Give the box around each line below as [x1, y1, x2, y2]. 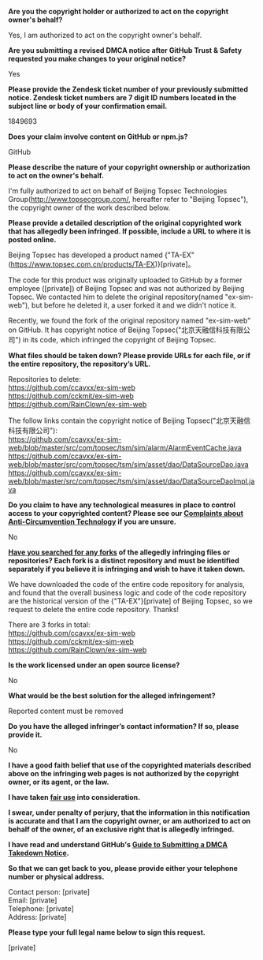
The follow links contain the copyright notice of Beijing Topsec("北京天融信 [8, 416, 251, 425]
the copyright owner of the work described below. [8, 203, 171, 212]
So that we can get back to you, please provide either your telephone [8, 864, 239, 872]
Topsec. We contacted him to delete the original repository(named [8, 292, 224, 301]
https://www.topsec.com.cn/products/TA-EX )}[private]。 [10, 260, 195, 269]
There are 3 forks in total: [8, 620, 91, 629]
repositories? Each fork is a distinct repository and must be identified [8, 556, 239, 565]
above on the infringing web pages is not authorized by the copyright [8, 769, 239, 778]
